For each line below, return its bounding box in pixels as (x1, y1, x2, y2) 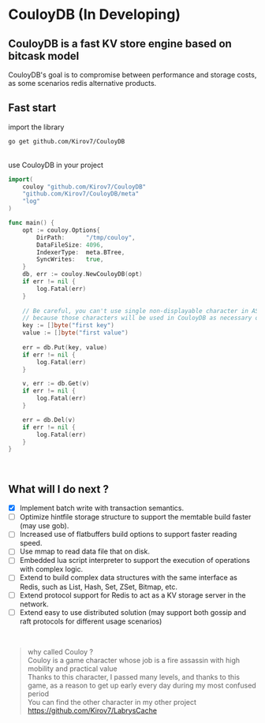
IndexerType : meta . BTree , (36, 248, 125, 256)
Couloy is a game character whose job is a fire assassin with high (27, 655, 241, 665)
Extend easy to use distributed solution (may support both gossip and (19, 607, 247, 617)
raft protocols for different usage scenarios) (19, 617, 162, 626)
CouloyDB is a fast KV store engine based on (8, 37, 233, 50)
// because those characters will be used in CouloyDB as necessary (22, 314, 252, 322)
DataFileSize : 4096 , (36, 240, 104, 249)
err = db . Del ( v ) (22, 416, 77, 423)
